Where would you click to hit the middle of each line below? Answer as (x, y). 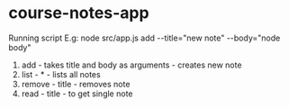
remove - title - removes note (76, 84)
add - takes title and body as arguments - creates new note (131, 65)
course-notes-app (79, 13)
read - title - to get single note (77, 94)
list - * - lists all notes (61, 74)
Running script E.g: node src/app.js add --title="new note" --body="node (144, 38)
